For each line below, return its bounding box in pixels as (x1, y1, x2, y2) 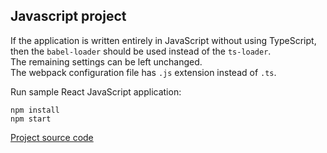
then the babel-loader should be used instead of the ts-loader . (10, 45, 272, 57)
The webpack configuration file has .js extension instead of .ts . (10, 66, 277, 78)
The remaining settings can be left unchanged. (10, 55, 203, 68)
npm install (10, 105, 60, 115)
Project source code (10, 131, 94, 143)
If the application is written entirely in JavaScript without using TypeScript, (10, 34, 317, 46)
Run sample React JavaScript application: (10, 85, 182, 98)
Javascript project (10, 8, 127, 25)
